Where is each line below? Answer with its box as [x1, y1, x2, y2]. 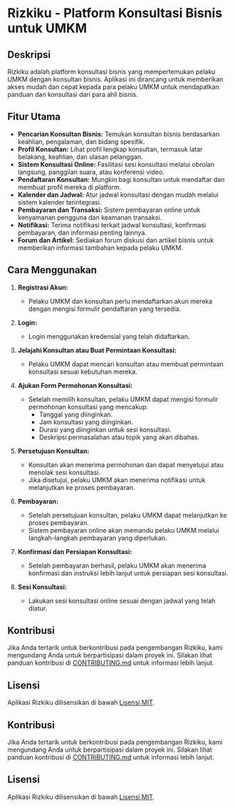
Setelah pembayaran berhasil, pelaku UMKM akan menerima [28, 561, 207, 570]
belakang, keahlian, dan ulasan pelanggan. [17, 152, 144, 161]
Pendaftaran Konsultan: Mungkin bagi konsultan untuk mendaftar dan [17, 175, 225, 183]
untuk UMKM [7, 20, 88, 36]
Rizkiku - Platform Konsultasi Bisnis [7, 5, 223, 21]
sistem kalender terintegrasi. [17, 198, 102, 206]
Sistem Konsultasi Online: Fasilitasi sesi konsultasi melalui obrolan [17, 160, 215, 168]
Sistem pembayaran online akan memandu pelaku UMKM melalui [28, 526, 219, 534]
